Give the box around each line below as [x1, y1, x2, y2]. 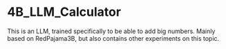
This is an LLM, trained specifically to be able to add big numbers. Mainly [7, 27, 216, 35]
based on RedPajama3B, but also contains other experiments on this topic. [7, 34, 220, 42]
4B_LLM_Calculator [7, 4, 122, 20]
